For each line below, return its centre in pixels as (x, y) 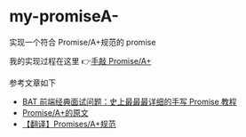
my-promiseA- (64, 16)
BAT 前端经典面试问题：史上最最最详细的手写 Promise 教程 (129, 101)
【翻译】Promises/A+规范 (69, 124)
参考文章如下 (32, 83)
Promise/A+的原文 (55, 112)
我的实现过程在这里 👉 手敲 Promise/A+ (80, 60)
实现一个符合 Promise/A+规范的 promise (83, 42)
